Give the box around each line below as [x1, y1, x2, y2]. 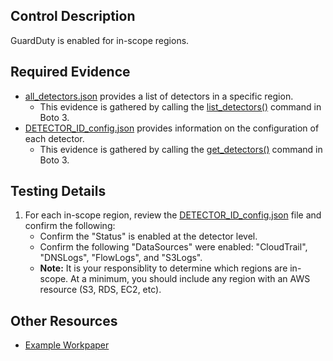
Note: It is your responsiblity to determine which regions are [39, 262, 288, 274]
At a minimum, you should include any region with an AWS [70, 273, 311, 285]
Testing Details [10, 183, 107, 200]
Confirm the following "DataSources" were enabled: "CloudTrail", [39, 241, 308, 253]
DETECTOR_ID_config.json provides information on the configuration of [24, 122, 320, 134]
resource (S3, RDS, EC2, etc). [39, 284, 162, 296]
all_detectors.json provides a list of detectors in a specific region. [24, 90, 294, 102]
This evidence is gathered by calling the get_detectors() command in [39, 143, 323, 155]
